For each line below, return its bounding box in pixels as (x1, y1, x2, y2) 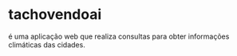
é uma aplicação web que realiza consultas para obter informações (8, 32, 230, 41)
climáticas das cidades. (8, 39, 85, 49)
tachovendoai (8, 6, 102, 24)
